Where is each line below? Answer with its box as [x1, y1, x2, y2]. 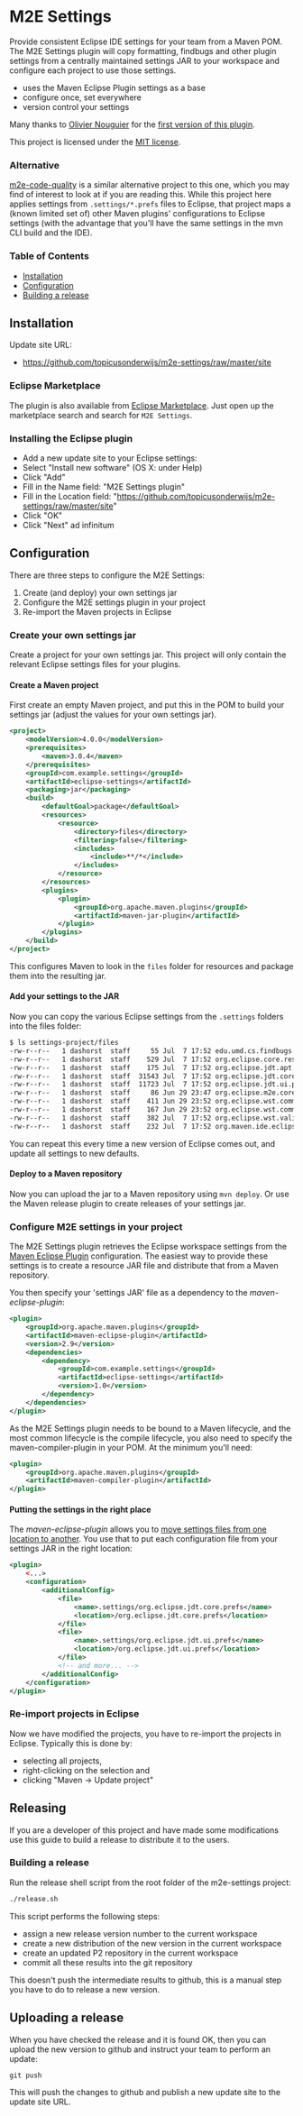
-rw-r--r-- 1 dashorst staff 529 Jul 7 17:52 [9, 1055, 212, 1064]
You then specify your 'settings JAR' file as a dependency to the [9, 1287, 248, 1298]
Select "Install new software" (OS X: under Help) [22, 462, 203, 472]
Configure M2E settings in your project [9, 1220, 183, 1232]
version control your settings [22, 101, 130, 112]
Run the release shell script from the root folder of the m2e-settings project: [9, 1877, 291, 1888]
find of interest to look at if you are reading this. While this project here [9, 189, 272, 200]
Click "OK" [22, 509, 63, 520]
